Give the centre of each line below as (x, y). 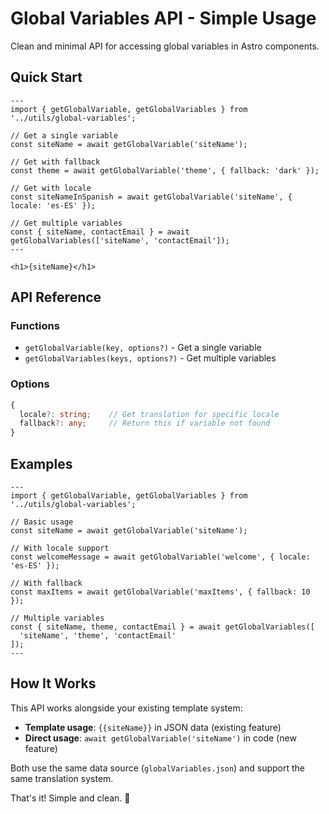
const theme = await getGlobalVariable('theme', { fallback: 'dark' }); (165, 170)
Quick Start (46, 77)
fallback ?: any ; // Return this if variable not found (145, 423)
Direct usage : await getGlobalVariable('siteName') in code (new (160, 738)
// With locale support (60, 548)
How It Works (53, 683)
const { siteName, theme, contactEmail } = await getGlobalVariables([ (162, 627)
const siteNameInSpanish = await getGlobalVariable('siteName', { (151, 197)
